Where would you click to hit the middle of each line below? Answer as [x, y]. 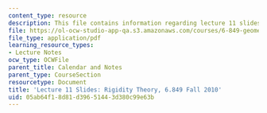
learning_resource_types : [51, 45]
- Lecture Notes [35, 53]
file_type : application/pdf [55, 38]
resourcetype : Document [48, 82]
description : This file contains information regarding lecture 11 [122, 23]
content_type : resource [48, 16]
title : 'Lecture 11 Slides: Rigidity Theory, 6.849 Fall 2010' [115, 90]
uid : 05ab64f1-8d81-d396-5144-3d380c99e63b [81, 97]
